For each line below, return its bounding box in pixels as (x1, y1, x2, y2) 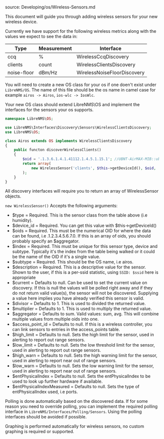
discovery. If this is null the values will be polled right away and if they (12, 285, 153, 291)
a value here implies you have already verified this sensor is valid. (12, 295, 144, 301)
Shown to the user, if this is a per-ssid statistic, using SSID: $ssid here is (12, 269, 159, 275)
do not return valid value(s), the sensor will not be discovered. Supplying (12, 290, 159, 296)
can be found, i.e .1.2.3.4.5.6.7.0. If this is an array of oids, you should (12, 233, 151, 239)
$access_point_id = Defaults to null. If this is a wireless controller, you (12, 321, 152, 327)
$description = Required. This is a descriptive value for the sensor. (12, 264, 146, 270)
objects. (5, 193, 21, 199)
